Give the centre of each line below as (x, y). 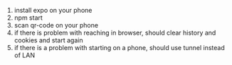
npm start (28, 18)
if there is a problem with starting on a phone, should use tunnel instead (120, 48)
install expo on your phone (53, 10)
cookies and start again (48, 40)
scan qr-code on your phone (56, 25)
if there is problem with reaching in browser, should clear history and (115, 32)
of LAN (25, 55)
